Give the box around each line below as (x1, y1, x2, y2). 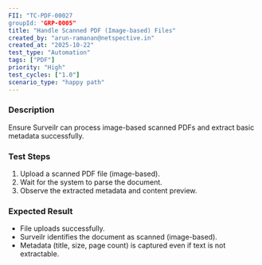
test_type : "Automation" (8, 49, 91, 57)
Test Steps (8, 150, 51, 162)
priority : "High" (8, 64, 66, 72)
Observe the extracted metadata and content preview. (19, 186, 197, 196)
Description (8, 104, 55, 115)
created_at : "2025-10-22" (8, 41, 94, 49)
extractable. (19, 249, 60, 259)
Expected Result (8, 206, 73, 217)
